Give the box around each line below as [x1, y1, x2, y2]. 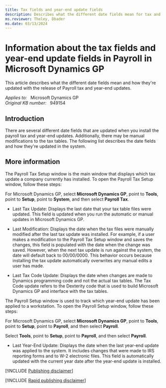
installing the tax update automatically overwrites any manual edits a [12, 257, 152, 263]
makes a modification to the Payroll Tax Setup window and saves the [12, 236, 153, 242]
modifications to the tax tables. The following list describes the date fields [5, 138, 156, 144]
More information [5, 158, 60, 166]
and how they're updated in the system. [5, 143, 86, 149]
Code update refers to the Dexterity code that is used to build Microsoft [12, 283, 159, 289]
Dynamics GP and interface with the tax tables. [12, 288, 109, 294]
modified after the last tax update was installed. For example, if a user [12, 231, 155, 237]
